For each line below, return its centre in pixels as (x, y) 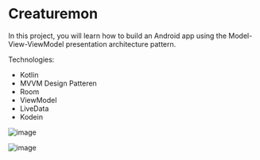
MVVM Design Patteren (58, 83)
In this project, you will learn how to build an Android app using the (118, 36)
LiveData (34, 109)
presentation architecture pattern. (121, 44)
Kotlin (29, 74)
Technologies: (31, 59)
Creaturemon (53, 14)
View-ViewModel (36, 44)
